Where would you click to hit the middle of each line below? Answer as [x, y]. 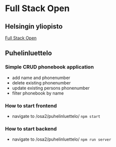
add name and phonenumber [41, 78]
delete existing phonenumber [41, 82]
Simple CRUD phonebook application [50, 67]
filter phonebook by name [38, 93]
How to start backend [31, 129]
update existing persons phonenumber [51, 88]
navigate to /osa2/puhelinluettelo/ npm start [56, 116]
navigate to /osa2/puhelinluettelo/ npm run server [62, 139]
